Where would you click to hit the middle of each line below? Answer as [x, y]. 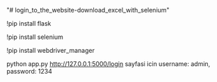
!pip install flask [29, 23]
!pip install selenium [35, 37]
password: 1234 [30, 71]
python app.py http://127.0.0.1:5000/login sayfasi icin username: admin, [108, 64]
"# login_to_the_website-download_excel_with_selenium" [88, 10]
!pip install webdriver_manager [51, 50]
